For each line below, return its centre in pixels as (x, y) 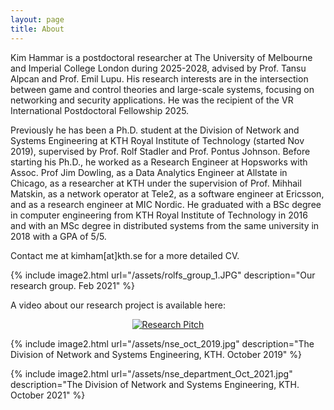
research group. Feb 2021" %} (73, 285)
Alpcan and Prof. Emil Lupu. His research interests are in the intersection (159, 78)
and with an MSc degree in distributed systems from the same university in (165, 225)
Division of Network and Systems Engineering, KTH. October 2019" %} (156, 354)
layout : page (37, 19)
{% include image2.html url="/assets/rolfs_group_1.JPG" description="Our (163, 275)
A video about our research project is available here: (118, 305)
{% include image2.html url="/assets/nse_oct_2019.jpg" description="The (162, 343)
